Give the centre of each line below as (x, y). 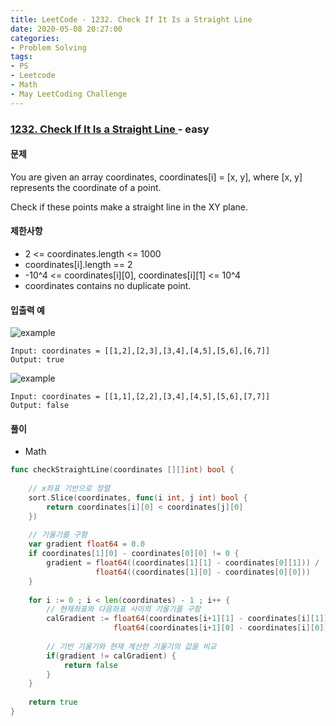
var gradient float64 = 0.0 (86, 544)
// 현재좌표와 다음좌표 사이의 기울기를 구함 (124, 609)
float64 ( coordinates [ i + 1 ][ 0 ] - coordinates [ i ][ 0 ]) (221, 628)
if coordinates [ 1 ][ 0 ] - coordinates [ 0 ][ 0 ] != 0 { (134, 554)
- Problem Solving (48, 47)
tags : (21, 57)
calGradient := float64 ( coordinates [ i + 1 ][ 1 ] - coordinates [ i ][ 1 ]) (187, 619)
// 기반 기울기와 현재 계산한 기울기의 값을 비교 (131, 646)
